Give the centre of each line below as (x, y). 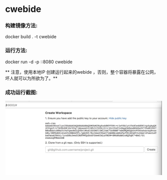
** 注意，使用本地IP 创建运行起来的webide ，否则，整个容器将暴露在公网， (82, 72)
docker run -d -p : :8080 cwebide (39, 62)
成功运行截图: (21, 92)
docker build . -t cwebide (31, 37)
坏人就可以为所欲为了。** (32, 78)
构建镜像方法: (21, 26)
